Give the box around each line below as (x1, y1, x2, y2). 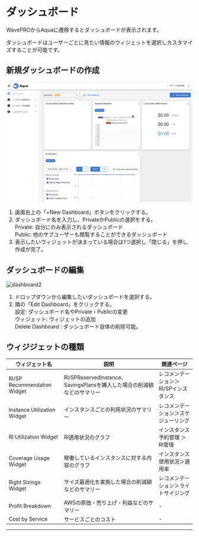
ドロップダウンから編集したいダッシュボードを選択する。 (14, 293, 155, 300)
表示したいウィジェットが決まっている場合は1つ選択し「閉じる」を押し (14, 238, 188, 245)
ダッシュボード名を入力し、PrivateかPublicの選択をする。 (14, 216, 156, 223)
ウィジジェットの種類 (6, 342, 84, 352)
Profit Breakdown (8, 503, 52, 510)
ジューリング (159, 417, 190, 424)
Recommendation (8, 381, 52, 388)
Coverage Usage (8, 455, 50, 462)
